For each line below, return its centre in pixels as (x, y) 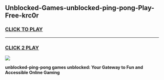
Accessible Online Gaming (32, 72)
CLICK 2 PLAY (22, 48)
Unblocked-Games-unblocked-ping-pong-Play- (80, 8)
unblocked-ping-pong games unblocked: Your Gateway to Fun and (74, 67)
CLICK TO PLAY (24, 30)
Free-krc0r (22, 16)
